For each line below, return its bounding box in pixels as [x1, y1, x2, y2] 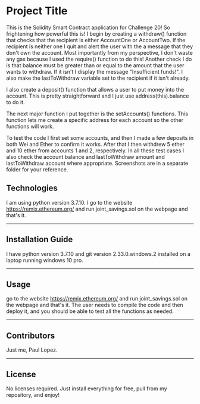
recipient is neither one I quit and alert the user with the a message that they [6, 43, 193, 50]
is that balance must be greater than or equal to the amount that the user [6, 61, 185, 69]
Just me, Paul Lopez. [6, 346, 58, 353]
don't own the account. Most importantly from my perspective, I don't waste [6, 49, 193, 56]
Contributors [6, 330, 55, 340]
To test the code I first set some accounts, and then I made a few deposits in [6, 134, 194, 141]
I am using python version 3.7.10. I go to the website [6, 199, 133, 206]
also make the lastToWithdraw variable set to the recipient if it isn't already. [6, 74, 190, 82]
